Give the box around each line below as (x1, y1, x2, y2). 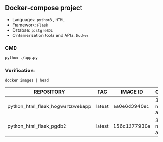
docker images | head (5, 78, 49, 83)
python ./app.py (5, 55, 38, 60)
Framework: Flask (12, 22, 49, 28)
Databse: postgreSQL (12, 27, 53, 33)
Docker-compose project (5, 4, 82, 12)
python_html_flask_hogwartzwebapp (7, 103, 91, 110)
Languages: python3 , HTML (12, 17, 65, 22)
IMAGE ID (120, 89, 143, 95)
